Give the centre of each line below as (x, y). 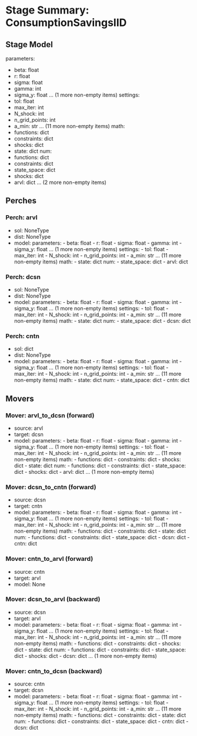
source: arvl (29, 428)
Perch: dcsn (23, 277)
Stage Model (29, 44)
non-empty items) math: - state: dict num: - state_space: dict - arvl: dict (101, 262)
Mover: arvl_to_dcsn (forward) (50, 415)
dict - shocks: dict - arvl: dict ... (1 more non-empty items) (84, 471)
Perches (21, 201)
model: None (29, 584)
